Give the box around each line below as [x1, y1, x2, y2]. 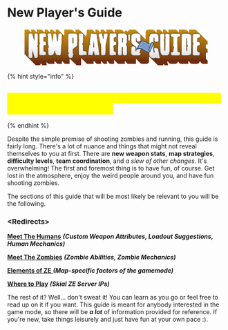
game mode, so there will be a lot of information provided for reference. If [7, 308, 218, 316]
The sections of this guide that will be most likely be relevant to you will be [7, 192, 219, 201]
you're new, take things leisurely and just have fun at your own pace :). [7, 316, 209, 324]
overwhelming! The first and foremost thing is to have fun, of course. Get [7, 164, 215, 173]
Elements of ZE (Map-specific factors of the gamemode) [7, 266, 174, 275]
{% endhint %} [7, 122, 50, 130]
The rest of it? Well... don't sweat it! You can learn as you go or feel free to [7, 293, 219, 302]
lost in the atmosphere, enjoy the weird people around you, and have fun [7, 171, 214, 180]
